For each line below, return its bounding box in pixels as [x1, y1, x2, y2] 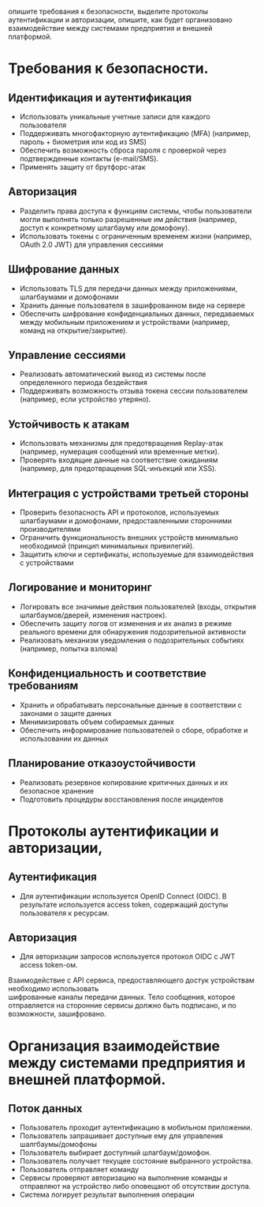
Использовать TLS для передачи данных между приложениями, [19, 284, 238, 293]
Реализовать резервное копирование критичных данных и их [19, 778, 229, 787]
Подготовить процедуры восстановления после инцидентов [19, 794, 224, 804]
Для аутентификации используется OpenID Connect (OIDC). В [19, 891, 227, 900]
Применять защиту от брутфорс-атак [19, 162, 146, 172]
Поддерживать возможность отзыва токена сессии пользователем [19, 387, 248, 396]
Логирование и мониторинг [8, 581, 152, 594]
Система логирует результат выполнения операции [19, 1190, 195, 1200]
